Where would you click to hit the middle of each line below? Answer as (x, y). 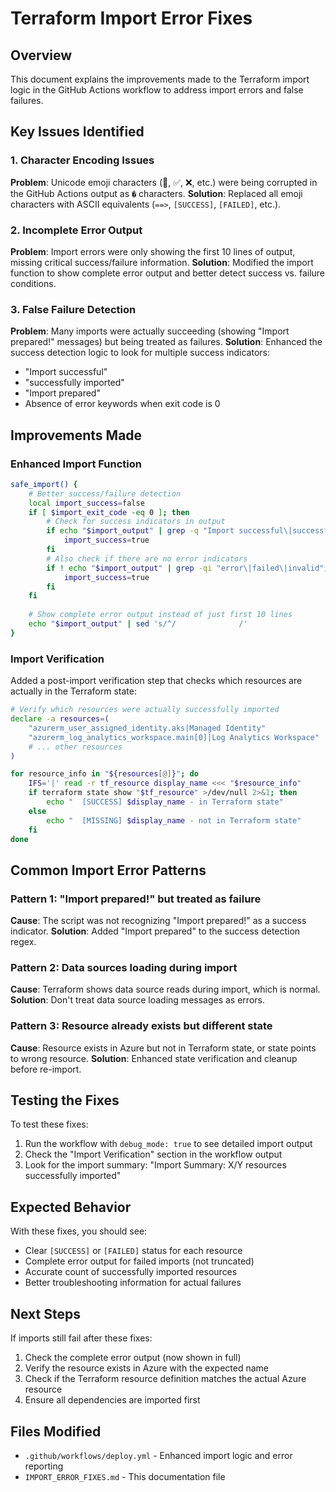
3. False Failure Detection (73, 309)
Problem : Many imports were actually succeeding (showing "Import (150, 331)
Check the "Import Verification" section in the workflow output (153, 1154)
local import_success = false (86, 503)
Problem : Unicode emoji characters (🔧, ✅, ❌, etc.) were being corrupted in (164, 182)
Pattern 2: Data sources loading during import (124, 967)
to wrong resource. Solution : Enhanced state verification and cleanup (154, 1058)
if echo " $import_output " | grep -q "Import (140, 531)
